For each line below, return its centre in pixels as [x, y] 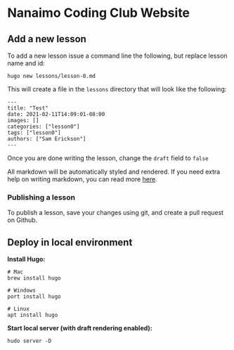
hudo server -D [30, 341]
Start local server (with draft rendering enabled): [80, 328]
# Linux [19, 309]
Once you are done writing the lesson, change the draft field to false [108, 158]
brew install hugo [34, 278]
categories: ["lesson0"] [44, 127]
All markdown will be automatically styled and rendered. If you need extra [114, 171]
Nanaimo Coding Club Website [99, 13]
